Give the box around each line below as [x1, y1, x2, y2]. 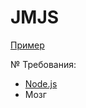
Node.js [24, 77, 58, 90]
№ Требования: [10, 58, 77, 70]
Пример [10, 39, 45, 51]
